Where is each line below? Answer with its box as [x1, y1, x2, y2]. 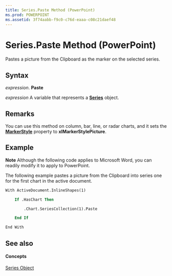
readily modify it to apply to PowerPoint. [5, 162, 90, 168]
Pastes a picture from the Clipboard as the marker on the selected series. [5, 56, 160, 62]
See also [5, 239, 33, 248]
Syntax [5, 71, 29, 80]
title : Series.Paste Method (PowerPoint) [5, 7, 95, 13]
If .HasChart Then [14, 197, 54, 202]
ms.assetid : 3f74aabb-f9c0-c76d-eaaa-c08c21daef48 [5, 17, 116, 22]
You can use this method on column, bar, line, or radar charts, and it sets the [5, 123, 167, 129]
